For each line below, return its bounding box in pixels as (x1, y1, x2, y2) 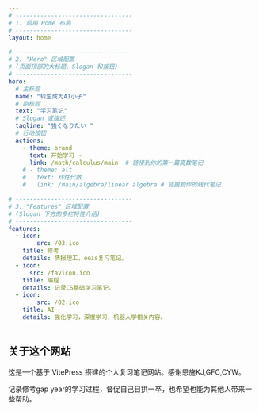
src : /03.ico (36, 240, 80, 248)
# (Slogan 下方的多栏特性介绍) (8, 209, 101, 218)
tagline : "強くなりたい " (15, 122, 93, 130)
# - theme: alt (22, 166, 73, 175)
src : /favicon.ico (29, 269, 90, 277)
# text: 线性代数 (22, 174, 82, 182)
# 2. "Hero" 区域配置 (8, 56, 75, 63)
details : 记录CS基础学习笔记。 (22, 283, 115, 292)
